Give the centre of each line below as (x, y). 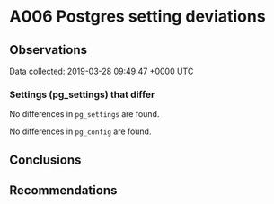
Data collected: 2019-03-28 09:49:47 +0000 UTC (102, 71)
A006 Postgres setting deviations (138, 17)
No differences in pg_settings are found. (84, 114)
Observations (49, 50)
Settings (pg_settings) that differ (82, 94)
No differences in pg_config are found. (80, 131)
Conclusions (45, 160)
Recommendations (63, 191)
